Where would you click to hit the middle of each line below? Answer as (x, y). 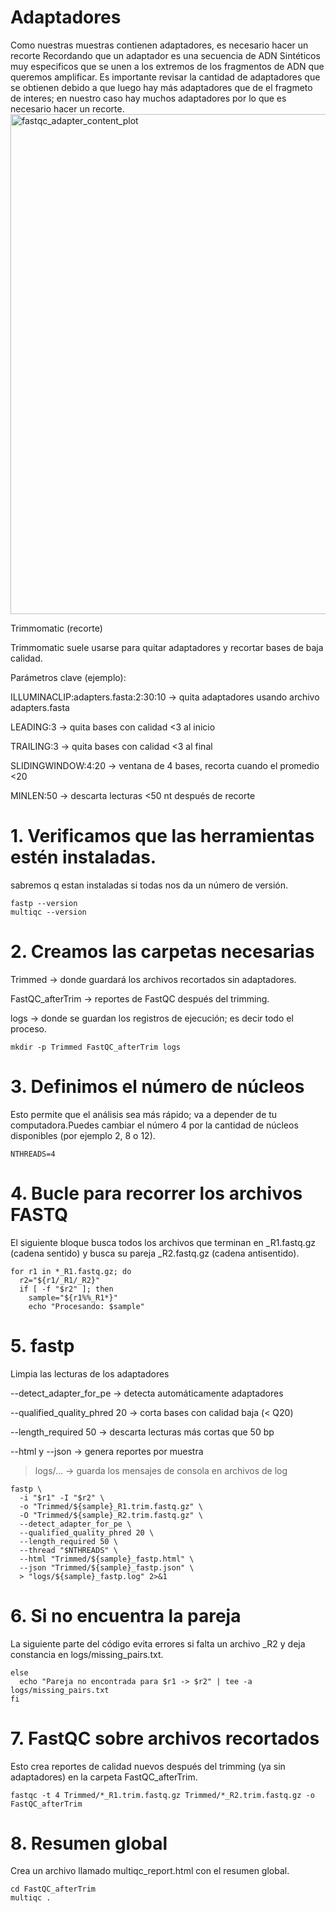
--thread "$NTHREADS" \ (68, 1550)
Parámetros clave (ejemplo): (68, 677)
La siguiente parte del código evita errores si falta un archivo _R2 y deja (158, 1643)
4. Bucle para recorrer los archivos (156, 1193)
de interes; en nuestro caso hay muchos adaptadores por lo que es (148, 98)
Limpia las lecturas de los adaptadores (90, 1373)
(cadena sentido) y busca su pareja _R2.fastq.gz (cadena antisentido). (155, 1253)
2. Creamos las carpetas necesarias (162, 952)
